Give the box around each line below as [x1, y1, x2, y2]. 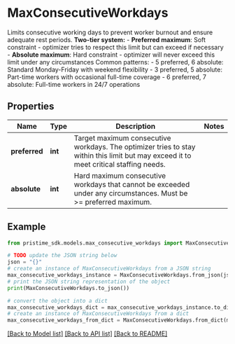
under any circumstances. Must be [73, 188, 188, 198]
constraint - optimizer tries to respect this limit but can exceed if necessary [7, 43, 224, 51]
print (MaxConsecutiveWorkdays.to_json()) [7, 284, 130, 291]
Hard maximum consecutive [73, 170, 166, 180]
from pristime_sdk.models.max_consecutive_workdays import [7, 240, 183, 247]
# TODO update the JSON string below [7, 252, 117, 259]
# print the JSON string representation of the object [7, 278, 171, 285]
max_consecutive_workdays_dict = [7, 303, 105, 311]
